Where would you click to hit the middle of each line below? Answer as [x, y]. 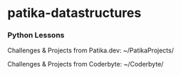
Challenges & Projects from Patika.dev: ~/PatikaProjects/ [91, 50]
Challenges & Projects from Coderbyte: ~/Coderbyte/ [86, 64]
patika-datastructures [74, 13]
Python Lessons [36, 35]
